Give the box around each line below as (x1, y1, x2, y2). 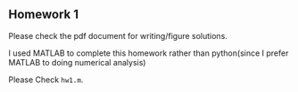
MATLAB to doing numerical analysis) (8, 57, 146, 67)
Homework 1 (8, 7, 79, 22)
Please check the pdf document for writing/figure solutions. (8, 30, 228, 41)
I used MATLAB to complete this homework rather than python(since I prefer (8, 48, 289, 58)
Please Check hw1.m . (8, 74, 84, 85)
